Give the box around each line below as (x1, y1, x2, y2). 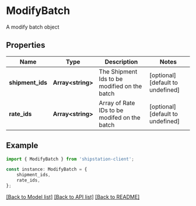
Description (104, 57, 138, 65)
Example (6, 141, 38, 151)
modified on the (99, 82, 142, 90)
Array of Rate (99, 99, 135, 107)
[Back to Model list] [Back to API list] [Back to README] (6, 193, 140, 200)
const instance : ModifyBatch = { (6, 166, 87, 173)
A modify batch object (6, 23, 60, 30)
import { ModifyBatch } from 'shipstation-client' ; (6, 156, 134, 162)
